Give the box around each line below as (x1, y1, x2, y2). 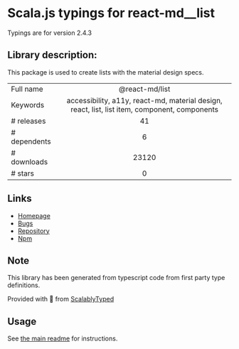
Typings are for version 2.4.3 (7, 28, 92, 37)
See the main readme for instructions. (7, 334, 118, 343)
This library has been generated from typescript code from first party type (7, 274, 225, 282)
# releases (11, 116, 46, 126)
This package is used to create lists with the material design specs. (7, 68, 204, 76)
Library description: (7, 49, 97, 61)
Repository (17, 226, 50, 235)
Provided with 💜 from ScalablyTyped (7, 295, 115, 304)
